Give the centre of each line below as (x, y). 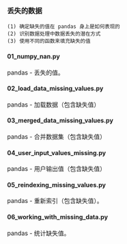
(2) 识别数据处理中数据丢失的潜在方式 (54, 34)
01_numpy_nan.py (33, 56)
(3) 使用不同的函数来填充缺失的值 (49, 41)
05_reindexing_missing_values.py (56, 185)
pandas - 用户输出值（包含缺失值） (56, 169)
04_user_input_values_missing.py (57, 152)
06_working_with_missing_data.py (57, 217)
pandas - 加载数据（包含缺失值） (54, 105)
